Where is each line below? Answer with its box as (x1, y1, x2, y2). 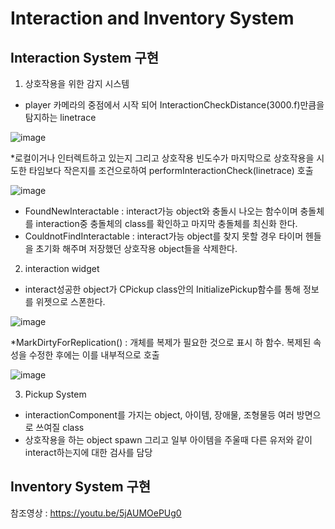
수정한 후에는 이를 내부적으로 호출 (28, 349, 160, 361)
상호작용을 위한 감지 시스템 (24, 78, 130, 89)
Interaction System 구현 (10, 49, 160, 66)
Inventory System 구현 (10, 478, 152, 496)
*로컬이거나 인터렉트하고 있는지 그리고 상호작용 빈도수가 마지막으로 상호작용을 (10, 152, 315, 164)
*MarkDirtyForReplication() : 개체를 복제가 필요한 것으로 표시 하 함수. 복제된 (10, 337, 312, 348)
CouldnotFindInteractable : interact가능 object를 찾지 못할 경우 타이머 (24, 230, 304, 242)
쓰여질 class (35, 422, 85, 433)
